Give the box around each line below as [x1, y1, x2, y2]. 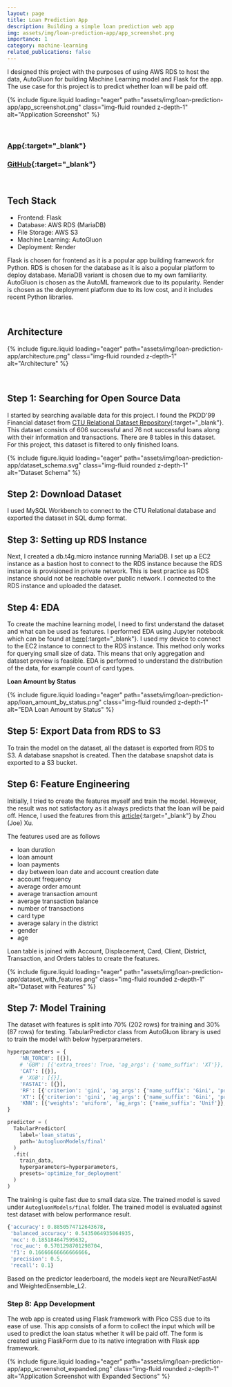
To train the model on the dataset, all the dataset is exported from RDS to [7, 744, 215, 752]
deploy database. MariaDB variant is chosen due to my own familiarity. [7, 271, 208, 279]
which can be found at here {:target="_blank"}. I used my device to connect [7, 634, 221, 643]
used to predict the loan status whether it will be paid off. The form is [7, 1330, 204, 1338]
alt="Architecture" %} [7, 359, 69, 367]
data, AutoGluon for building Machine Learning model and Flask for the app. [7, 75, 224, 83]
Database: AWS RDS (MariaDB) [17, 220, 106, 229]
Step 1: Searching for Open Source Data [7, 393, 181, 405]
